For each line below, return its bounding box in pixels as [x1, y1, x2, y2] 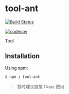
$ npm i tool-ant [5, 74, 40, 79]
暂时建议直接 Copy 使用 [17, 83, 65, 89]
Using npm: [5, 65, 28, 71]
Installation [5, 52, 40, 60]
